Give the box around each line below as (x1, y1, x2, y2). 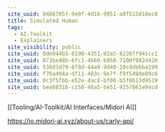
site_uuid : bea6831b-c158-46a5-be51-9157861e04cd (7, 83, 159, 91)
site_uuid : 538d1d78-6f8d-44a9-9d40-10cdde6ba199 (7, 64, 159, 71)
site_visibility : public (7, 44, 81, 51)
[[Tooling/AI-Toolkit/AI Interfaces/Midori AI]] (7, 103, 137, 111)
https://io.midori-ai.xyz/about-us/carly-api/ (7, 117, 134, 126)
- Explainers (14, 37, 53, 44)
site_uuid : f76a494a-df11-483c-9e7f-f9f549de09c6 (7, 70, 159, 77)
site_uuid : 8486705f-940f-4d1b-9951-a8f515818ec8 (7, 10, 159, 18)
